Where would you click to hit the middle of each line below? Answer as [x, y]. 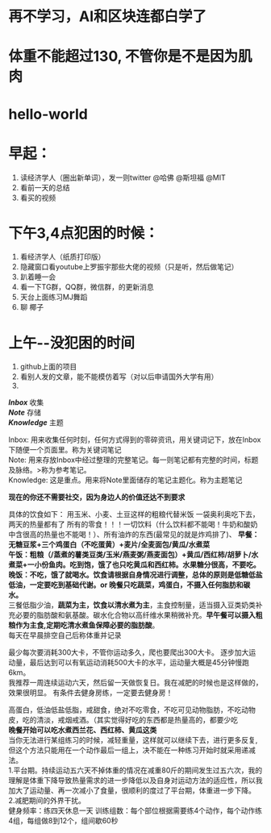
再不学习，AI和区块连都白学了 [108, 17]
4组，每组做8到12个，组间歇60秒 [63, 821]
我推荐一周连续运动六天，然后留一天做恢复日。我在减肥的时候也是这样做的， [135, 683]
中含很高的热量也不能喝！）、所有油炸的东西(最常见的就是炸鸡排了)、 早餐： [134, 535]
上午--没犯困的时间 [72, 343]
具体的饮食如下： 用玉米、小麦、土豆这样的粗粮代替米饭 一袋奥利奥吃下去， [134, 514]
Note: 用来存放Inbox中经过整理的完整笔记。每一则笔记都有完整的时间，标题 [133, 460]
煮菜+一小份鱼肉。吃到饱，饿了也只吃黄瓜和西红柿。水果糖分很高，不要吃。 [134, 564]
